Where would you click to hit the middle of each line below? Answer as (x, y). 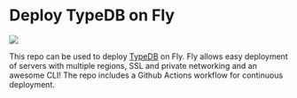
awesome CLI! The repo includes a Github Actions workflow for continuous (146, 75)
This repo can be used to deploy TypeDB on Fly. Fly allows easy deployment (148, 56)
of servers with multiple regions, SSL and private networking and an (133, 65)
